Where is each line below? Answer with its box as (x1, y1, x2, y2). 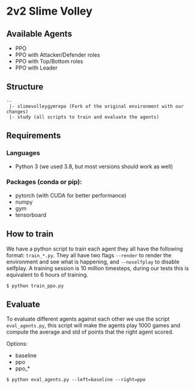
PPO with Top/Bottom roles (15, 58, 83, 65)
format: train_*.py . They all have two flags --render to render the (6, 251, 172, 259)
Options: (6, 340, 28, 348)
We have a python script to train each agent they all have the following (6, 245, 183, 252)
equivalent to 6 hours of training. (6, 271, 88, 278)
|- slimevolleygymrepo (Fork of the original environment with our (9, 103, 184, 109)
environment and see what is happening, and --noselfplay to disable (6, 258, 180, 265)
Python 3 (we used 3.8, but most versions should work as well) (15, 163, 174, 170)
